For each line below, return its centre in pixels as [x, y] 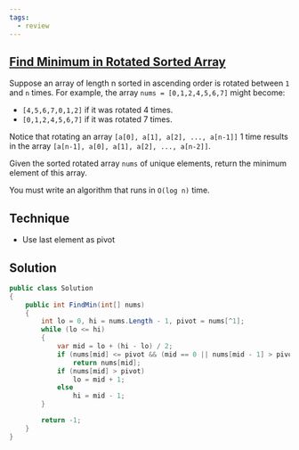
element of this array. [48, 173]
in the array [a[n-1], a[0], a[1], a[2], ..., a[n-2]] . [110, 146]
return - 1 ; [61, 421]
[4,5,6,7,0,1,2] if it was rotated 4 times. [97, 110]
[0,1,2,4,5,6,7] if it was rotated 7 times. [97, 119]
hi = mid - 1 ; [99, 396]
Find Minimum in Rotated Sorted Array [117, 62]
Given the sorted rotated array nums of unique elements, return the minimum [148, 164]
